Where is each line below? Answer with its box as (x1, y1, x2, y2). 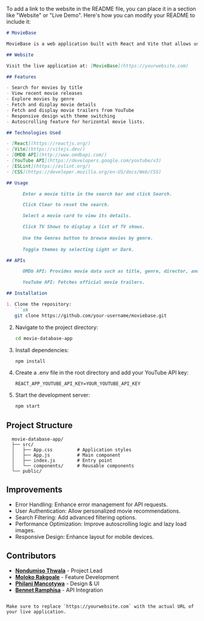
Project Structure (6, 420, 73, 431)
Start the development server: (15, 392, 90, 399)
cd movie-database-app (15, 335, 73, 341)
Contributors (6, 550, 56, 561)
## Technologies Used (6, 130, 61, 136)
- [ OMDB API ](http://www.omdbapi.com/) (6, 152, 107, 158)
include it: (6, 18, 32, 25)
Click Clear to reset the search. (22, 202, 110, 208)
